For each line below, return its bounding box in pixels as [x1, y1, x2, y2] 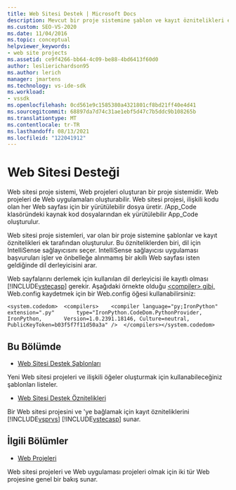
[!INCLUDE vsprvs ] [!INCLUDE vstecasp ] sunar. [7, 415, 141, 423]
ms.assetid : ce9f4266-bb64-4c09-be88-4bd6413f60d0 [7, 56, 159, 63]
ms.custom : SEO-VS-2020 [7, 23, 77, 30]
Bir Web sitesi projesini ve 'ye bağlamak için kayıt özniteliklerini [7, 408, 190, 416]
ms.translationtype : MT [7, 114, 77, 121]
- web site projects [7, 50, 68, 57]
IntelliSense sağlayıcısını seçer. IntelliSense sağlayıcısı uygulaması [7, 246, 199, 255]
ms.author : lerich [7, 69, 61, 76]
